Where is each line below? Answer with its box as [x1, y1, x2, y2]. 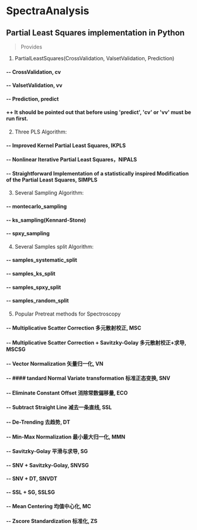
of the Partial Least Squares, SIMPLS [6, 176, 98, 183]
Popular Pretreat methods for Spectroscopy [14, 310, 121, 317]
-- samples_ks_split [6, 270, 56, 277]
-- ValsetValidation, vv [6, 82, 63, 89]
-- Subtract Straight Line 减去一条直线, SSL [6, 404, 112, 411]
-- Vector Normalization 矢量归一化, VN [6, 360, 104, 367]
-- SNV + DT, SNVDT [6, 475, 58, 482]
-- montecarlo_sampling [6, 203, 67, 210]
